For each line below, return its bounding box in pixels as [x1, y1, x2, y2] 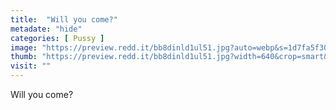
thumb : [10, 52, 38, 62]
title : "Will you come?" [10, 14, 118, 25]
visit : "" [10, 61, 52, 71]
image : [10, 42, 38, 53]
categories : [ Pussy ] [10, 33, 105, 43]
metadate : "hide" [10, 24, 83, 34]
